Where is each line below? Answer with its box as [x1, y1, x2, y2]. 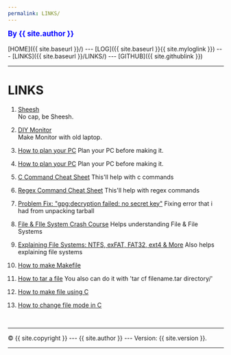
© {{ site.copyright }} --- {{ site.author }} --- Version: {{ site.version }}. [8, 334, 208, 342]
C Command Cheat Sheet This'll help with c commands [17, 173, 174, 181]
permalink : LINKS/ [8, 10, 60, 17]
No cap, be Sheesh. [17, 112, 74, 121]
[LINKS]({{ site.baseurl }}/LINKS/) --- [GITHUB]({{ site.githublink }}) [12, 52, 203, 60]
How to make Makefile [17, 261, 82, 269]
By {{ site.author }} [8, 29, 75, 38]
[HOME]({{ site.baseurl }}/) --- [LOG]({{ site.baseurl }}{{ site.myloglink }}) [8, 45, 215, 53]
